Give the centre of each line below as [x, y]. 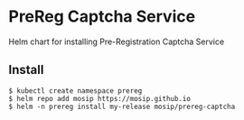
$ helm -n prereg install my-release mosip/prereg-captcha [122, 106]
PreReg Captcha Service [102, 17]
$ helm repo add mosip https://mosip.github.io [100, 98]
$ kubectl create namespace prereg [75, 91]
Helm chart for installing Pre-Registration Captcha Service [117, 42]
